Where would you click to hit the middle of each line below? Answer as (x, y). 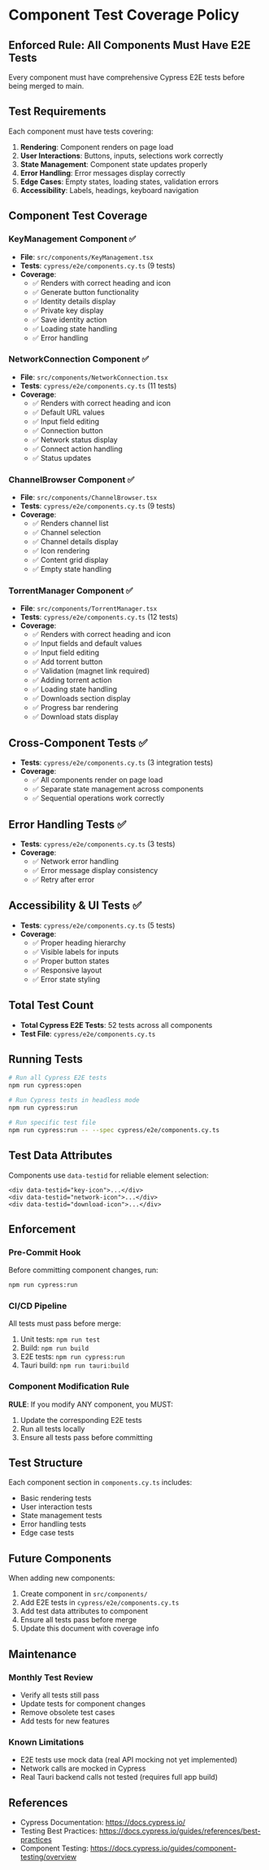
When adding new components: (62, 1578)
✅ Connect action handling (78, 449)
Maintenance (43, 1654)
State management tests (61, 1516)
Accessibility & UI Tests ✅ (75, 906)
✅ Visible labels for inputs (76, 951)
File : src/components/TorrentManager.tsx (89, 608)
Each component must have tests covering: (81, 131)
